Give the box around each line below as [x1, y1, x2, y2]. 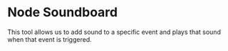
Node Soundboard [7, 4, 118, 21]
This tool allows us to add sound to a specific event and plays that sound [7, 28, 221, 36]
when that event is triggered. [7, 35, 93, 43]
